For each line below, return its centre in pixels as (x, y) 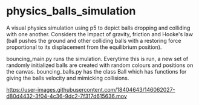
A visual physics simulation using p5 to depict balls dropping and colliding (98, 28)
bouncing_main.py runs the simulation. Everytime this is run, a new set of (97, 59)
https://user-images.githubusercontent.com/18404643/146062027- (91, 89)
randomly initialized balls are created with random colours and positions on (100, 65)
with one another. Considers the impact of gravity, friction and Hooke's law (100, 34)
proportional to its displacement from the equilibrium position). (84, 47)
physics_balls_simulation (71, 11)
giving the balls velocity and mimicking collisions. (68, 78)
